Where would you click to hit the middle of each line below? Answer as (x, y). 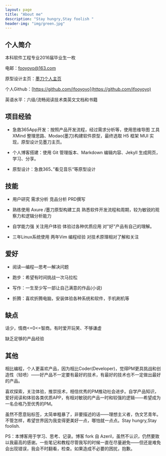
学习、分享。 (25, 158)
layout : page (19, 10)
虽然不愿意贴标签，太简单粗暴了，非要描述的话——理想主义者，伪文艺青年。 (83, 414)
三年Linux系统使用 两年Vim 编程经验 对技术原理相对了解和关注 (76, 237)
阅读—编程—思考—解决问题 (41, 267)
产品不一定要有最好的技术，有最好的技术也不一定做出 (98, 375)
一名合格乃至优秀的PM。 (30, 404)
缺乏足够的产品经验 (25, 339)
